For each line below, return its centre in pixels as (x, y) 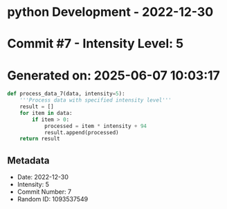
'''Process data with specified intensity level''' (96, 100)
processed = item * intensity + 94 (96, 126)
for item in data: (46, 113)
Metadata (28, 160)
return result (40, 139)
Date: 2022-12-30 (43, 177)
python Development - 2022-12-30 (110, 12)
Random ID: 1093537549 (53, 199)
